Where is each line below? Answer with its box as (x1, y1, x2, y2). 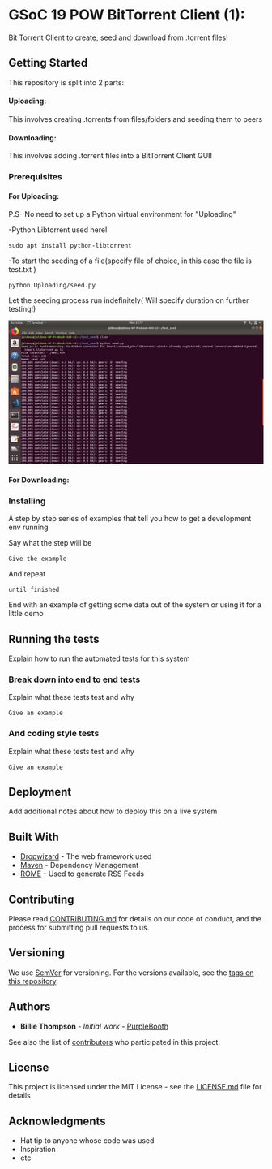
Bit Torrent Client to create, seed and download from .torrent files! (8, 32, 228, 42)
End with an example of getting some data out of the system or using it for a (8, 600, 261, 610)
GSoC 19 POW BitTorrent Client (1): (8, 6, 245, 24)
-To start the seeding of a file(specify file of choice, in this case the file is (8, 256, 253, 265)
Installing (8, 495, 46, 507)
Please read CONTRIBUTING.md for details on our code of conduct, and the (8, 914, 261, 924)
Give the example (8, 554, 67, 563)
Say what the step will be (8, 538, 92, 548)
